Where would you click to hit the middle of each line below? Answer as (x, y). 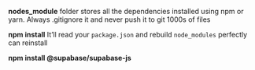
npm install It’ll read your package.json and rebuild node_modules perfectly (128, 35)
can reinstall (28, 43)
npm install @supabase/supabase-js (70, 58)
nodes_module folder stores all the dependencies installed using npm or (126, 11)
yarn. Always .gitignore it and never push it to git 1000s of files (109, 19)
